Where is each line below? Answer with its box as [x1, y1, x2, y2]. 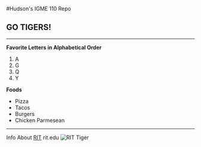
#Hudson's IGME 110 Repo [6, 5, 71, 12]
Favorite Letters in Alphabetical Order [6, 44, 102, 51]
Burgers [14, 110, 35, 117]
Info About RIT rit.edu [6, 134, 59, 141]
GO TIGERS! [6, 22, 51, 32]
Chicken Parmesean [14, 117, 65, 124]
